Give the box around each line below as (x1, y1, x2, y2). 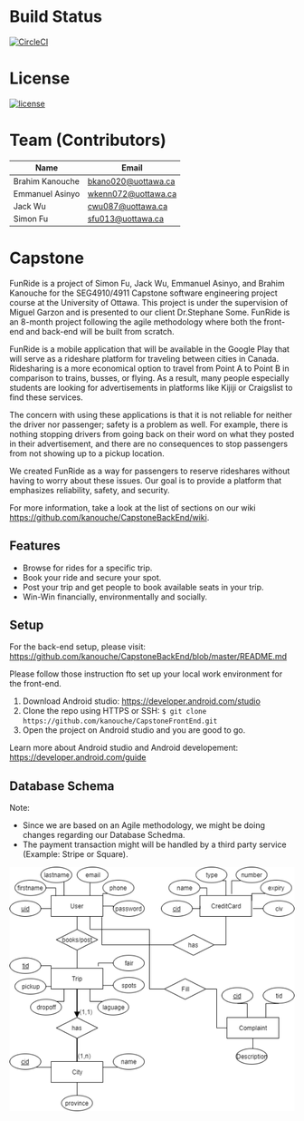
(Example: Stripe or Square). (22, 849, 128, 860)
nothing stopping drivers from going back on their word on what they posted (9, 428, 295, 439)
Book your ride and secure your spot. (22, 571, 162, 582)
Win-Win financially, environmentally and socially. (22, 591, 208, 602)
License (9, 68, 71, 89)
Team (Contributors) (9, 130, 167, 151)
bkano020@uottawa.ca (87, 175, 176, 187)
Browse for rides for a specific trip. (22, 562, 153, 573)
